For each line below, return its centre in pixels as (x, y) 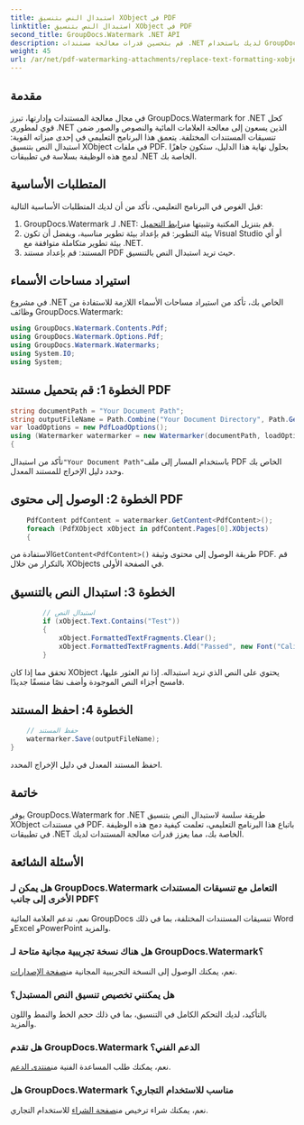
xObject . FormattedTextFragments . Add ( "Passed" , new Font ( (168, 646)
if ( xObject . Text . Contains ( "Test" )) (111, 622)
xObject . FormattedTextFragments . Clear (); (138, 638)
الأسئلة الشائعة (47, 862)
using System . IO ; (43, 354)
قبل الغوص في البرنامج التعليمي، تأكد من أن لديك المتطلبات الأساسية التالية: (137, 206)
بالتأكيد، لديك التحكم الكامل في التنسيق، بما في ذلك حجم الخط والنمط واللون (138, 1014)
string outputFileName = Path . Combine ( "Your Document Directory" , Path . (150, 419)
